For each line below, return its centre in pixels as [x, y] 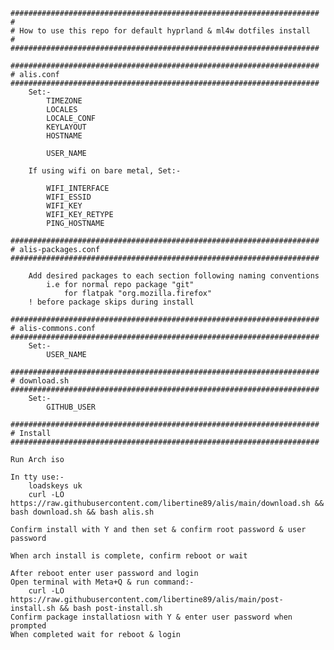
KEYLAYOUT [66, 127]
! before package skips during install [111, 302]
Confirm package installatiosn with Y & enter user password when [151, 617]
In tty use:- [37, 477]
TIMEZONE [64, 101]
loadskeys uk [55, 486]
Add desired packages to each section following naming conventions [174, 276]
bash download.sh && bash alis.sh [82, 512]
